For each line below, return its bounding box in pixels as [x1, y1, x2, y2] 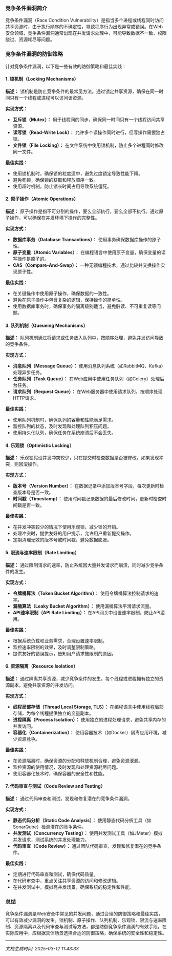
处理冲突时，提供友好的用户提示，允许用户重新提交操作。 [12, 530, 134, 537]
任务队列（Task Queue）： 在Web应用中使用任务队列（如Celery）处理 [12, 376, 160, 382]
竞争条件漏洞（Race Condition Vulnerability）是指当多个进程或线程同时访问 [5, 17, 164, 24]
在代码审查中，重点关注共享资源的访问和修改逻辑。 [12, 877, 121, 884]
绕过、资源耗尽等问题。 [5, 36, 55, 43]
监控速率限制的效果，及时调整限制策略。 [12, 644, 98, 650]
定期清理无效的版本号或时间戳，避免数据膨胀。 [12, 537, 112, 543]
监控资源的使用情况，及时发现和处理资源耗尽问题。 [12, 764, 121, 770]
